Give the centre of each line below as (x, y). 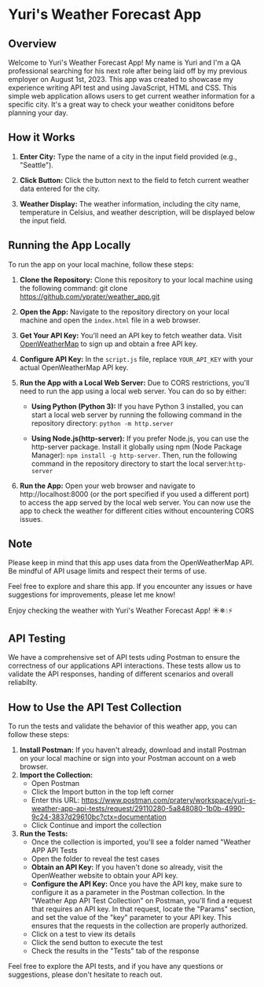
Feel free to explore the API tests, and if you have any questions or (116, 967)
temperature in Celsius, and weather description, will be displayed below (137, 212)
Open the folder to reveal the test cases (95, 859)
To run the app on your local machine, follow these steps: (101, 264)
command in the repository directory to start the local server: (130, 464)
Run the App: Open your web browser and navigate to (107, 486)
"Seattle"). (36, 165)
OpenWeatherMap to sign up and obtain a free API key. (108, 344)
